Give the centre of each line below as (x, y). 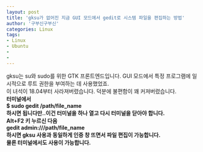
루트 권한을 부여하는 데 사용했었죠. (68, 83)
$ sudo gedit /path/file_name (44, 105)
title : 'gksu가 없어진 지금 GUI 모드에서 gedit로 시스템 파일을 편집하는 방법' (96, 18)
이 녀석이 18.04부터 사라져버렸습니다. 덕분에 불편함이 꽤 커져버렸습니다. (91, 91)
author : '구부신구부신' (33, 23)
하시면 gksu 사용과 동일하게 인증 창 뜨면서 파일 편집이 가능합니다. (83, 135)
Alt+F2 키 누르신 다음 (32, 121)
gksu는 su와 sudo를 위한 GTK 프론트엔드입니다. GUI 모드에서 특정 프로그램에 (98, 76)
